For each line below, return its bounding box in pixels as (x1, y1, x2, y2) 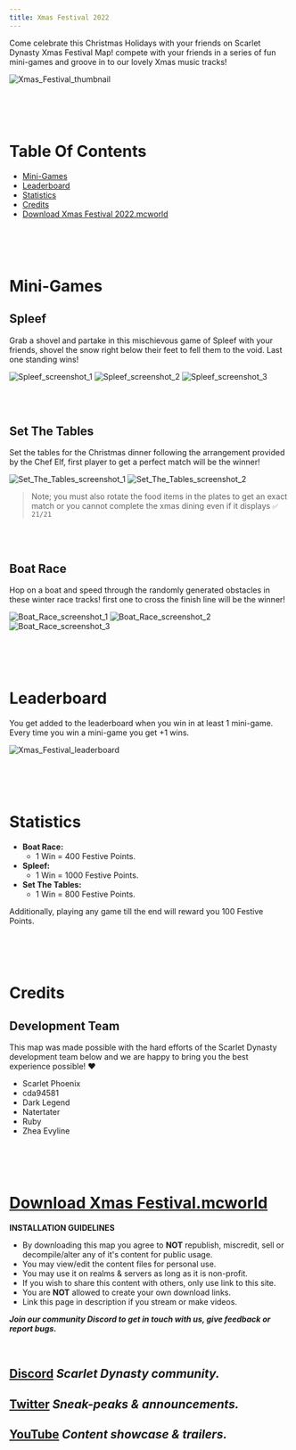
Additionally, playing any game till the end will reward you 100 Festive (9, 906, 264, 917)
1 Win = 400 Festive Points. (35, 851, 136, 862)
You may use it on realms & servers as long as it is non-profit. (21, 1268, 248, 1279)
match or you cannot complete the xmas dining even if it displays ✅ (30, 501, 279, 512)
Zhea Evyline (21, 1126, 70, 1136)
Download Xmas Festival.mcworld (9, 1193, 268, 1213)
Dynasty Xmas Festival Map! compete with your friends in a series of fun (9, 46, 276, 58)
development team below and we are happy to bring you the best (9, 1052, 249, 1062)
